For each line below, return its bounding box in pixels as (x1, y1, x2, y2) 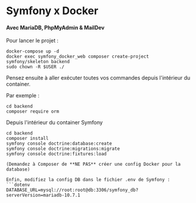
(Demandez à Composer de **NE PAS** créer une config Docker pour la (6, 161, 181, 168)
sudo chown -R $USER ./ (6, 64, 65, 70)
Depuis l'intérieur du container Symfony (6, 119, 103, 126)
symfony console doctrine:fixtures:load (6, 151, 107, 157)
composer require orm (6, 109, 60, 114)
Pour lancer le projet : (6, 37, 59, 44)
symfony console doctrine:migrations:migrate (6, 146, 120, 152)
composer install (6, 136, 49, 142)
